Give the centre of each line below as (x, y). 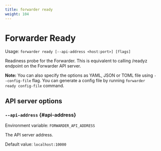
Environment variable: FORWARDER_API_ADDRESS (50, 126)
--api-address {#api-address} (41, 115)
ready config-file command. (35, 86)
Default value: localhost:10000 (36, 144)
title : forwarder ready (29, 9)
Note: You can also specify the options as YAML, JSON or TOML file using (79, 75)
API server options (34, 101)
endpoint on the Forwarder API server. (43, 66)
